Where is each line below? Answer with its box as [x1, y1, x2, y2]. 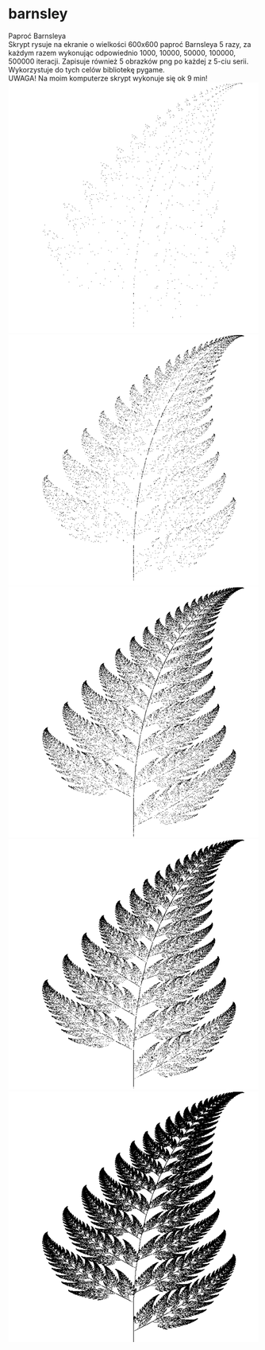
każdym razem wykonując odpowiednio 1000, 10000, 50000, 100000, [8, 48, 236, 57]
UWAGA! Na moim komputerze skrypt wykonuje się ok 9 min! [8, 73, 208, 83]
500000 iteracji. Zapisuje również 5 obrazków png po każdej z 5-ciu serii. [8, 57, 249, 66]
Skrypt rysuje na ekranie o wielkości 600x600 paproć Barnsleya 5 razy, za [8, 39, 252, 49]
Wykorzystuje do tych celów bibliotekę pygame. [8, 64, 165, 74]
